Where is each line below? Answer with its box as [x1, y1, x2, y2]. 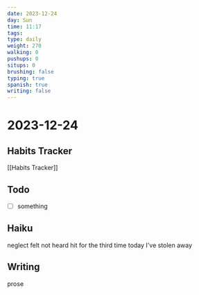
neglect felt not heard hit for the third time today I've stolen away [7, 241, 193, 249]
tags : [7, 29, 23, 37]
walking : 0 [7, 49, 39, 56]
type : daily [7, 36, 42, 43]
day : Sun [7, 17, 33, 24]
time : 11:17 [7, 23, 42, 30]
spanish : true [7, 81, 49, 88]
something [17, 202, 49, 210]
